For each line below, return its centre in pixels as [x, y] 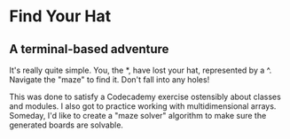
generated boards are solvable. [67, 125]
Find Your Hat [60, 16]
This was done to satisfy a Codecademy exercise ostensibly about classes [145, 97]
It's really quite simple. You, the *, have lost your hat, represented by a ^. [141, 70]
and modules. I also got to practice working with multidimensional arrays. [143, 106]
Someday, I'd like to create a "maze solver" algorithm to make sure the [138, 116]
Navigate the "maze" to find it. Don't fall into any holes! [110, 80]
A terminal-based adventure [89, 49]
